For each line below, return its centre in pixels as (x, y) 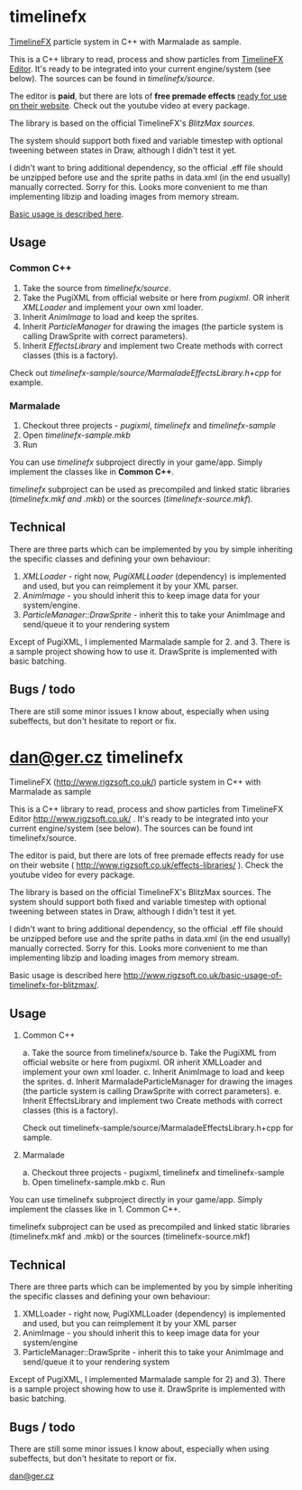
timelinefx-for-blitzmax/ (53, 985)
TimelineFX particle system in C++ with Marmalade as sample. (125, 42)
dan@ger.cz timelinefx (96, 757)
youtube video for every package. (72, 875)
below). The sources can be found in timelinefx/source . (112, 78)
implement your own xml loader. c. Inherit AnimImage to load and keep (154, 1072)
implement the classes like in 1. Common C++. (95, 1210)
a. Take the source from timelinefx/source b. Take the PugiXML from (149, 1053)
